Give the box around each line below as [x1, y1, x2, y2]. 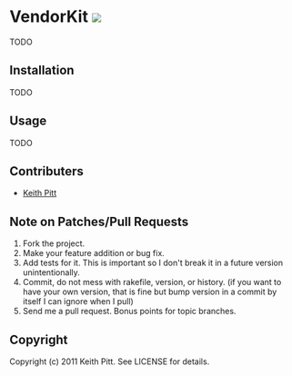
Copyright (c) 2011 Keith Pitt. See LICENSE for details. [9, 356, 210, 367]
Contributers [9, 163, 85, 179]
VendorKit [9, 6, 89, 27]
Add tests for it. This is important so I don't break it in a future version [22, 257, 284, 269]
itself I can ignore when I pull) [22, 296, 134, 307]
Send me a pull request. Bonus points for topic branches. [22, 306, 237, 317]
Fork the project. [22, 238, 86, 249]
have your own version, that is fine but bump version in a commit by [22, 286, 277, 297]
